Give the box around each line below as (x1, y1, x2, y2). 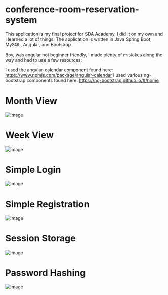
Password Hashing (5, 267, 86, 278)
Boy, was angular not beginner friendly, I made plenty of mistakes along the (5, 52, 163, 58)
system (5, 14, 37, 26)
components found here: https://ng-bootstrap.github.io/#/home (26, 77, 159, 83)
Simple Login (5, 164, 61, 175)
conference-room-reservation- (5, 4, 140, 15)
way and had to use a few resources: (5, 57, 82, 63)
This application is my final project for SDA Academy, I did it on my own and (5, 31, 163, 37)
